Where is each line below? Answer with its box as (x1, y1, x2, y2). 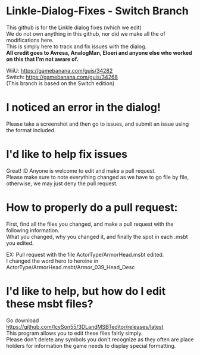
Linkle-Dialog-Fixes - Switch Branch (6, 4, 189, 18)
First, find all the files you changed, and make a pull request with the (6, 220, 174, 228)
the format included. (6, 126, 56, 133)
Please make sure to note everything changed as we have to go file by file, (6, 173, 189, 180)
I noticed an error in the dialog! (6, 101, 161, 114)
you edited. (6, 239, 34, 247)
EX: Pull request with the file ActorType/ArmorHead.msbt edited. (6, 251, 164, 258)
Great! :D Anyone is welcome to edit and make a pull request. (6, 167, 156, 174)
